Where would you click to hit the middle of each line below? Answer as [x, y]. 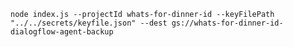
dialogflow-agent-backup [62, 32]
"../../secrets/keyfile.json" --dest [89, 23]
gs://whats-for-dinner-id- [227, 23]
